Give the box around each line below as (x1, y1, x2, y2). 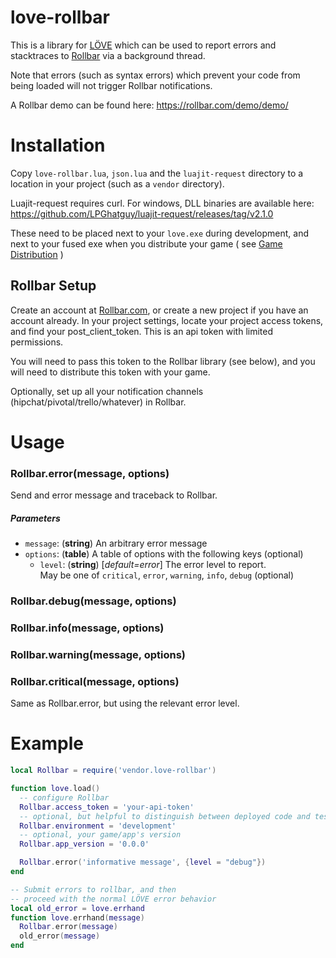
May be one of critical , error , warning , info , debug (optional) (39, 569, 295, 581)
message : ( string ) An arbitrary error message (24, 537, 208, 550)
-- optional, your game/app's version (19, 830, 182, 840)
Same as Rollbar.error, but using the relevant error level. (10, 697, 240, 710)
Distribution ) (10, 248, 64, 260)
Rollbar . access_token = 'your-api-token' (19, 802, 195, 812)
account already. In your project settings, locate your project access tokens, (10, 314, 324, 326)
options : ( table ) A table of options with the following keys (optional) (24, 548, 304, 560)
